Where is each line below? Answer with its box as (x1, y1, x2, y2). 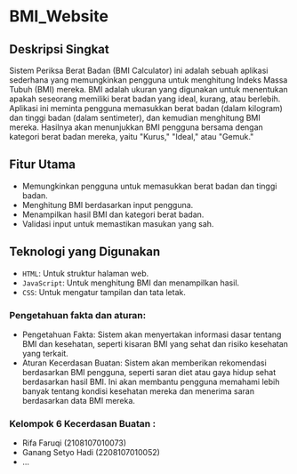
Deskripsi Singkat (9, 42, 109, 57)
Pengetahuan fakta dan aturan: (9, 309, 147, 321)
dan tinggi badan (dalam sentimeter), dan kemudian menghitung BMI (9, 113, 261, 123)
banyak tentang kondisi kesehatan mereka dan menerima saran (21, 385, 255, 397)
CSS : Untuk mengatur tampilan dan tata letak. (21, 286, 187, 297)
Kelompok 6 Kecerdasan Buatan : (9, 417, 157, 430)
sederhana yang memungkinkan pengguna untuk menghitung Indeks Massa (9, 75, 288, 85)
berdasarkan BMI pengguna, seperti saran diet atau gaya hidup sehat (21, 366, 277, 377)
